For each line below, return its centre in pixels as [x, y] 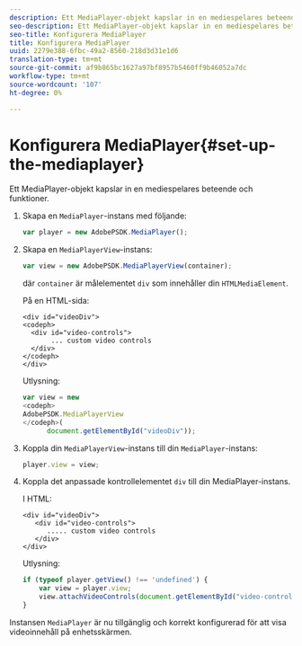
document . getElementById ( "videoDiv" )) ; [121, 431]
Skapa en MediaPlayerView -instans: [87, 250]
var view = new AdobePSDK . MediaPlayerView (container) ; [127, 266]
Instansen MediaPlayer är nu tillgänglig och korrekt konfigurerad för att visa [148, 622]
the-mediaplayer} [77, 164]
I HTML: [37, 499]
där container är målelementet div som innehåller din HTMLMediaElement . [155, 283]
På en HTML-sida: [56, 301]
